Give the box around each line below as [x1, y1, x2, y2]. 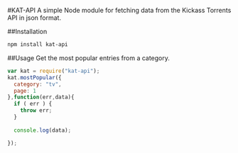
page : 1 [13, 87, 37, 94]
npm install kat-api [7, 41, 69, 48]
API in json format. [7, 13, 62, 22]
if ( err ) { [13, 101, 53, 108]
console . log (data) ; [13, 127, 72, 134]
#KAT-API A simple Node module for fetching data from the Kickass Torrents [7, 6, 232, 14]
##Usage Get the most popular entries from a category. [7, 53, 171, 62]
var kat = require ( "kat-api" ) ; [7, 67, 100, 74]
